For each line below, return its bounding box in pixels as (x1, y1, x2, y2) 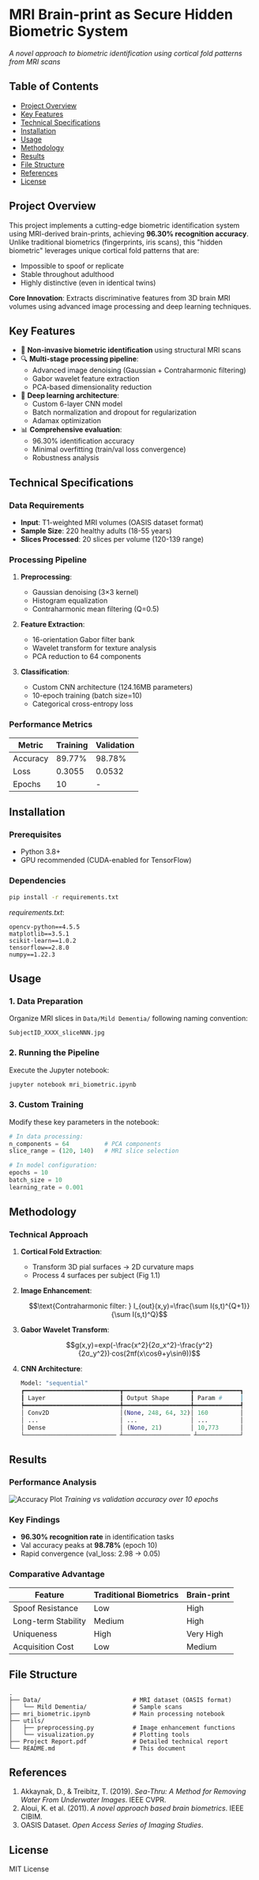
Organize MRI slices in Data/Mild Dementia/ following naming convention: (9, 1014, 248, 1023)
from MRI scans (9, 57, 61, 66)
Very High (186, 1628, 223, 1639)
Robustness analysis (32, 453, 99, 463)
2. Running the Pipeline (9, 1047, 99, 1058)
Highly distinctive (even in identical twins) (20, 278, 156, 287)
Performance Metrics (9, 719, 93, 730)
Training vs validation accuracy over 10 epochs (63, 1495, 219, 1504)
